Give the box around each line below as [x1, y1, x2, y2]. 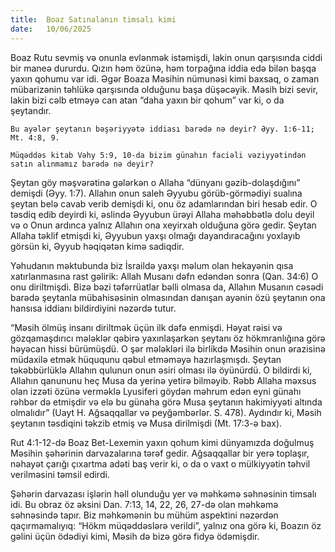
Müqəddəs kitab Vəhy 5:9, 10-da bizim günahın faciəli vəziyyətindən [10, 150, 307, 160]
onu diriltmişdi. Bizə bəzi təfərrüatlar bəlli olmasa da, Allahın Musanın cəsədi [10, 281, 324, 293]
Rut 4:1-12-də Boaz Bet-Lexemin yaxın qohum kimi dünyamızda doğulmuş [10, 436, 315, 448]
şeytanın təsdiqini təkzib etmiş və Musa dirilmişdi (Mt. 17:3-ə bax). [10, 417, 283, 429]
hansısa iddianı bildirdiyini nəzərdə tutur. [10, 302, 177, 314]
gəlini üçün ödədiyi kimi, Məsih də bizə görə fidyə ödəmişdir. [10, 530, 260, 542]
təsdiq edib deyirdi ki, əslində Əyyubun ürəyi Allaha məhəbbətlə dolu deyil [10, 208, 315, 220]
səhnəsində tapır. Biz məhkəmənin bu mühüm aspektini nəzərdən [10, 509, 279, 521]
